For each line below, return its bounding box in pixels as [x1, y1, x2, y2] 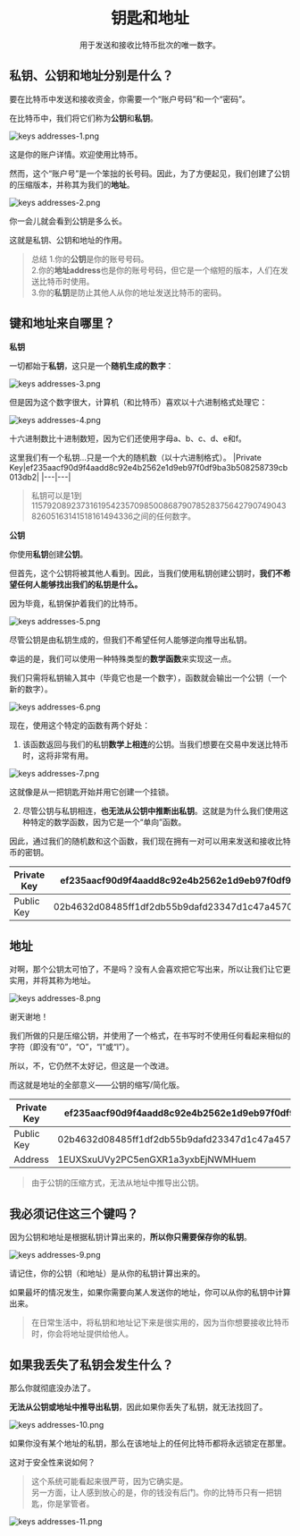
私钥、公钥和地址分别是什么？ [9, 68, 174, 83]
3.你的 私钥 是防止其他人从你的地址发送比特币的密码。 [30, 287, 227, 298]
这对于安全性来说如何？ [9, 1457, 96, 1467]
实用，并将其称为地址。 [9, 975, 96, 986]
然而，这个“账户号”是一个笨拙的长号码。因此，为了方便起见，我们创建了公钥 [9, 167, 290, 179]
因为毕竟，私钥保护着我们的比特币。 [9, 598, 143, 608]
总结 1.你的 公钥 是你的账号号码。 [30, 253, 149, 264]
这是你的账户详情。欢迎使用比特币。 [9, 149, 143, 159]
